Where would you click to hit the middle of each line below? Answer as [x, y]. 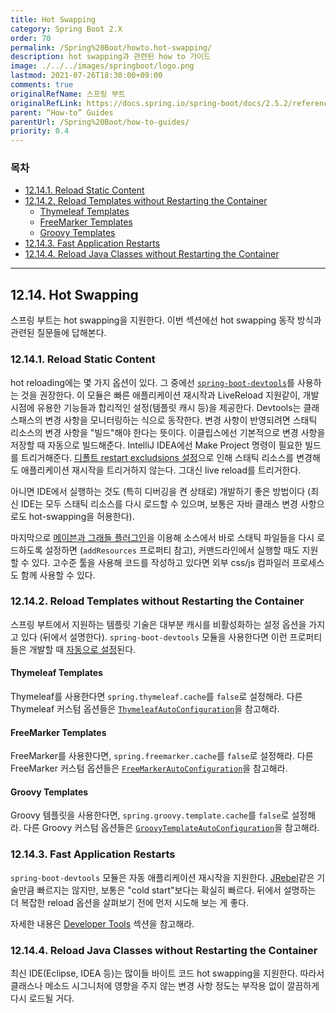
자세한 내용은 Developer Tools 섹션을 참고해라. [102, 923]
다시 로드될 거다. [42, 998]
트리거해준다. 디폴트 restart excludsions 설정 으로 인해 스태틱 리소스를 [157, 457]
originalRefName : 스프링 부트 [68, 94]
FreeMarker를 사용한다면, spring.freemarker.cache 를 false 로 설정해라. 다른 [162, 756]
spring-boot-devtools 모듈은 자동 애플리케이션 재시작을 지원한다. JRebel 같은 [162, 877]
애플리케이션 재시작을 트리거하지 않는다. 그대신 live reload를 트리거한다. [161, 470]
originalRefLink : [46, 103]
